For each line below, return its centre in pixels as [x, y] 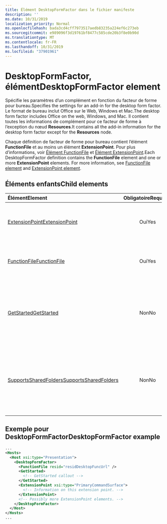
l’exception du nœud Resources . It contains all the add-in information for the [83, 127]
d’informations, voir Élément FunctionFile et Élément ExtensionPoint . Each [80, 152]
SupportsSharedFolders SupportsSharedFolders [63, 380]
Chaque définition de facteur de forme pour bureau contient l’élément [76, 142]
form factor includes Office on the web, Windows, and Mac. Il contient [77, 116]
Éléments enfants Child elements [57, 184]
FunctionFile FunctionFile [36, 261]
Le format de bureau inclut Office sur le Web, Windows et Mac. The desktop [83, 111]
